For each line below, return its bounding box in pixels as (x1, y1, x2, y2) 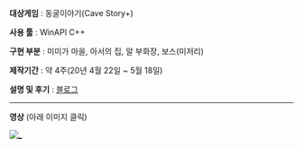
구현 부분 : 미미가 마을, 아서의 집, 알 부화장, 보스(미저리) (9, 46, 205, 57)
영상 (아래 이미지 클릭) (9, 111, 87, 122)
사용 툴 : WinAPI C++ (9, 27, 86, 38)
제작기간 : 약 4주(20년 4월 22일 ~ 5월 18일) (9, 65, 163, 75)
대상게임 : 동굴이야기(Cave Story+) (9, 8, 133, 18)
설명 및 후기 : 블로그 (9, 84, 78, 94)
